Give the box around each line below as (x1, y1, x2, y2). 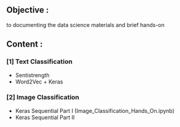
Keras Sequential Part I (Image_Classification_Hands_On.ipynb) (15, 107, 175, 114)
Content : (6, 39, 43, 50)
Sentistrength (15, 71, 50, 79)
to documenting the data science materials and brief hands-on (6, 21, 165, 28)
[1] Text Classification (6, 58, 72, 66)
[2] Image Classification (6, 93, 80, 102)
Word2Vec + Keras (15, 78, 63, 85)
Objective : (6, 5, 49, 15)
